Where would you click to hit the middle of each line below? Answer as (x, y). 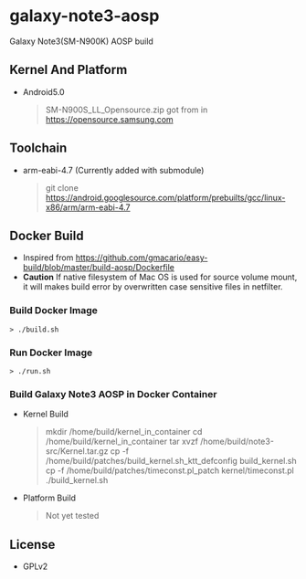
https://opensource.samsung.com (109, 119)
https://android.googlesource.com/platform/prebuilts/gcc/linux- (165, 197)
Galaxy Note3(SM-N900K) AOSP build (81, 41)
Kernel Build (45, 414)
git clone (62, 187)
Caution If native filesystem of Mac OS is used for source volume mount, (160, 277)
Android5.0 (44, 91)
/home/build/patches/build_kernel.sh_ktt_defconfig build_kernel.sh (171, 461)
